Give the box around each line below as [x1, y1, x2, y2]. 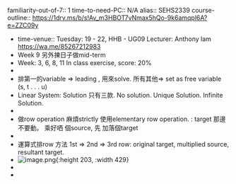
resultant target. [17, 148, 65, 156]
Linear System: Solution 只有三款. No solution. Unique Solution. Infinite [17, 91, 223, 99]
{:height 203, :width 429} [55, 156, 129, 163]
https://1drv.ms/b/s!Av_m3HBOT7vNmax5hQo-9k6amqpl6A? [32, 13, 208, 22]
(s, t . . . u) [17, 83, 48, 91]
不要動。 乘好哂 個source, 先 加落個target [17, 124, 138, 132]
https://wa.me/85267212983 [17, 42, 101, 50]
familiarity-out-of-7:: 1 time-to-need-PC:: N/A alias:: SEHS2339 [7, 6, 191, 14]
